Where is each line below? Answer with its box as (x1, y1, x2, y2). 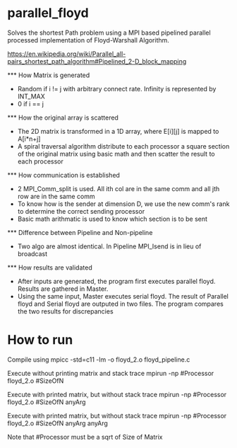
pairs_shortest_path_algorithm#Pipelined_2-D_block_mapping (7, 57, 187, 65)
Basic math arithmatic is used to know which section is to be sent (17, 214, 208, 223)
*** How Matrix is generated (7, 71, 90, 79)
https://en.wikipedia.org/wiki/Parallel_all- (7, 50, 126, 58)
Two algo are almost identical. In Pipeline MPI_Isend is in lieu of (17, 242, 202, 251)
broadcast (17, 249, 48, 258)
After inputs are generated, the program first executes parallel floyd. (17, 277, 216, 285)
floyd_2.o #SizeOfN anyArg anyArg (7, 419, 108, 427)
